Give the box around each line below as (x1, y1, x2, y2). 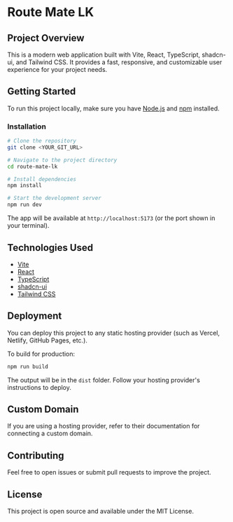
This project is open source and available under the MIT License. (7, 507, 195, 516)
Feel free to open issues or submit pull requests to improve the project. (7, 468, 211, 477)
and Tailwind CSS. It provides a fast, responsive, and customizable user (15, 58, 223, 66)
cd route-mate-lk (7, 163, 58, 170)
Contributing (7, 449, 64, 461)
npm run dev (7, 201, 42, 208)
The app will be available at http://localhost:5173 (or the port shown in (7, 214, 216, 222)
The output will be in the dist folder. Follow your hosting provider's (7, 375, 201, 384)
